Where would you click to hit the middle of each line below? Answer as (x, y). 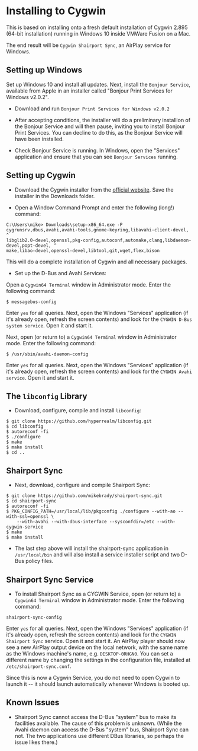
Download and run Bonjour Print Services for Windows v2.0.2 (92, 109)
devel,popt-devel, (29, 245)
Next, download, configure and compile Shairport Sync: (82, 485)
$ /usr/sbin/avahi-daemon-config (47, 354)
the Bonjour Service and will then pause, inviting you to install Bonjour (100, 126)
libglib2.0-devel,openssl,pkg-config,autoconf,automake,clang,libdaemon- (99, 240)
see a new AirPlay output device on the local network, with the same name (97, 647)
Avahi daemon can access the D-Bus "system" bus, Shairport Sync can (102, 729)
